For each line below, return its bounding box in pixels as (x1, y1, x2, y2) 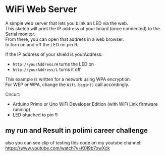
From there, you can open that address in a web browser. (5, 36, 125, 42)
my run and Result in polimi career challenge (5, 126, 148, 135)
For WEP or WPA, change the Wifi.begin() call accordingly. (5, 82, 130, 88)
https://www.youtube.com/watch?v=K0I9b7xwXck (5, 145, 110, 151)
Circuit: (5, 91, 20, 97)
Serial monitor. (5, 31, 35, 37)
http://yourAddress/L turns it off (12, 66, 81, 72)
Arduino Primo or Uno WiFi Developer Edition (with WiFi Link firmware (12, 101, 158, 107)
